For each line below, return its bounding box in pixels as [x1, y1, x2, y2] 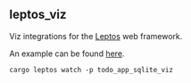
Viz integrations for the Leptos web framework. [9, 30, 183, 41]
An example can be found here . [9, 48, 125, 59]
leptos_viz [9, 7, 67, 22]
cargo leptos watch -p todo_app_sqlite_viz [9, 65, 174, 74]
